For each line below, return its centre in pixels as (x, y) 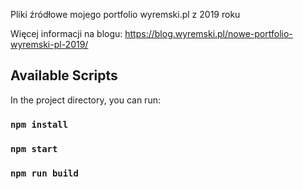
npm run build (44, 173)
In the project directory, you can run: (85, 100)
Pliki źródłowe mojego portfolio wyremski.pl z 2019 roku (125, 14)
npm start (34, 148)
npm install (39, 124)
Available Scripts (64, 75)
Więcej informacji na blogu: (66, 33)
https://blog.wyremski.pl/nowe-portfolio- (208, 33)
